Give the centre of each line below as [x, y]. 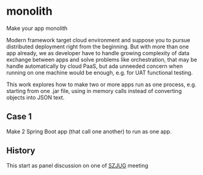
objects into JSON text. [35, 97]
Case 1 [19, 117]
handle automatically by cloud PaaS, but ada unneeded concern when [95, 66]
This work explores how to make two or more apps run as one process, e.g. [102, 84]
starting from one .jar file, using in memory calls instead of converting [94, 91]
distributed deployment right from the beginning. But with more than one [98, 47]
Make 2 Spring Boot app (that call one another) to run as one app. [89, 131]
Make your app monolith [37, 28]
